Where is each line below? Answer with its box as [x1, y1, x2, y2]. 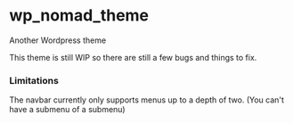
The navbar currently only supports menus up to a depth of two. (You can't [9, 94, 285, 105]
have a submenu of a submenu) [9, 104, 126, 115]
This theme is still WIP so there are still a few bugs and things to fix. [9, 52, 257, 62]
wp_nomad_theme [9, 5, 150, 26]
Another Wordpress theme [9, 35, 107, 45]
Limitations [9, 74, 60, 86]
